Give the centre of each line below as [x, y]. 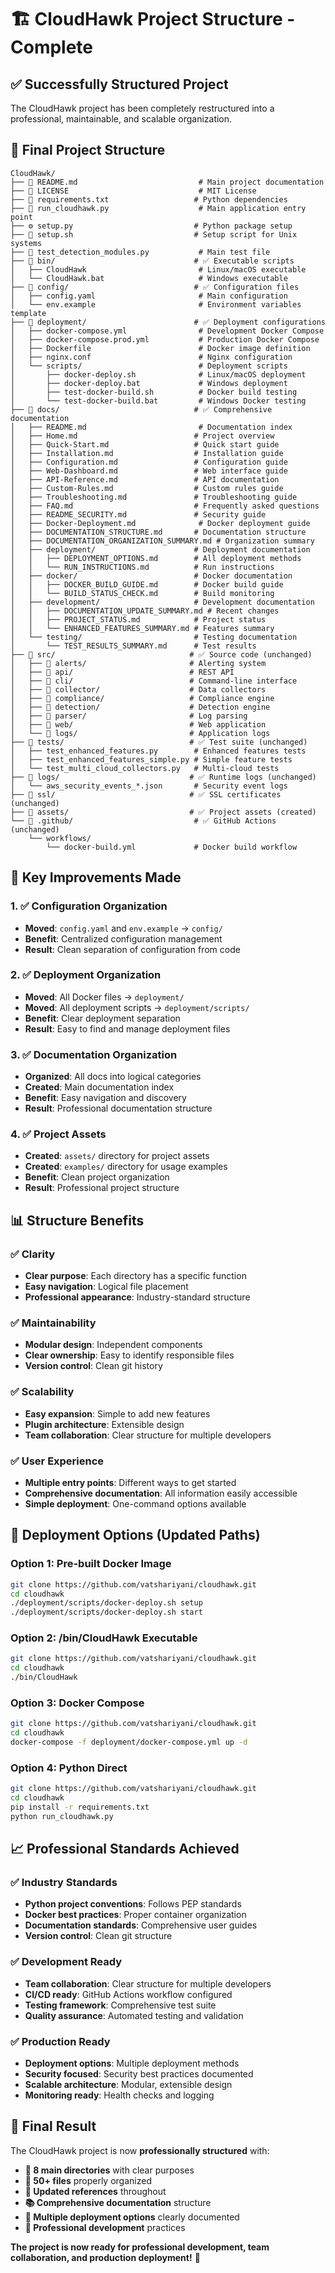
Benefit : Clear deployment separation [102, 1018]
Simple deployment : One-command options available [135, 1503]
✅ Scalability [42, 1392]
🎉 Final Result [53, 2126]
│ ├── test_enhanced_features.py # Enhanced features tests [158, 751]
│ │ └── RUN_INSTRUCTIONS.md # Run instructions [142, 567]
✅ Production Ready [60, 2041]
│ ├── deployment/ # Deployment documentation [160, 549]
